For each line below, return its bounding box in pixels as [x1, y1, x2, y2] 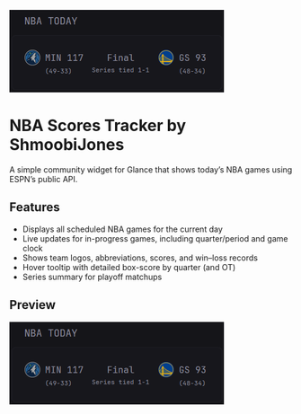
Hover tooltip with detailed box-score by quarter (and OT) [22, 261, 236, 272]
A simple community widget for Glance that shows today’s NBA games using [9, 163, 293, 175]
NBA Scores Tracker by [9, 116, 187, 136]
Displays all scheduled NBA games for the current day [22, 224, 223, 234]
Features [9, 199, 60, 216]
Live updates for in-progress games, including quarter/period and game [22, 233, 288, 243]
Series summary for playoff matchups [22, 271, 163, 282]
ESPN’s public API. [9, 173, 78, 184]
